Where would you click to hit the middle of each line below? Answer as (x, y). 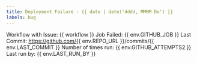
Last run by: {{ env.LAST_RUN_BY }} (51, 53)
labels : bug (21, 17)
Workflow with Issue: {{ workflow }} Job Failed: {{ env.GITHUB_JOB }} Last (98, 34)
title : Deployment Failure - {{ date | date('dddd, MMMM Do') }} (89, 12)
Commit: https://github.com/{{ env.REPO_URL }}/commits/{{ (80, 41)
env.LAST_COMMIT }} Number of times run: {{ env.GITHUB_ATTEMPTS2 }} (99, 47)
